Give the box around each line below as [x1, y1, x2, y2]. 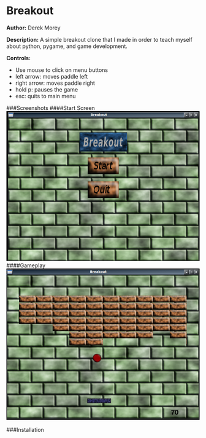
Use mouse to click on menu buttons [15, 66, 109, 74]
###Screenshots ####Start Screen [6, 104, 95, 111]
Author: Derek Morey [6, 24, 61, 31]
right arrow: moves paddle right [15, 79, 95, 87]
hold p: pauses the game [15, 85, 78, 93]
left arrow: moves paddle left [15, 72, 88, 80]
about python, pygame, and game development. [6, 42, 128, 50]
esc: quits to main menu [15, 92, 76, 100]
